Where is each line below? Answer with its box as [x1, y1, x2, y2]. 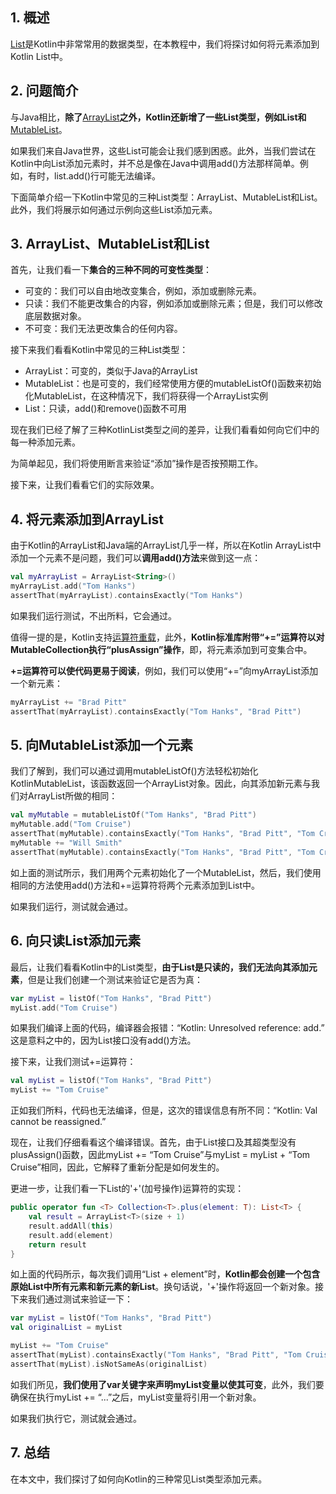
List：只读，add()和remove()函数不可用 [24, 403, 187, 415]
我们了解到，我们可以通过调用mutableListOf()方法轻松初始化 [10, 765, 259, 777]
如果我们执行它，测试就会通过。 [10, 1412, 142, 1424]
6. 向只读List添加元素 [10, 933, 142, 950]
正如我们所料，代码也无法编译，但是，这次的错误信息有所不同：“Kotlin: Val [10, 1104, 318, 1117]
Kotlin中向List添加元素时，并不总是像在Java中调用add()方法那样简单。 [10, 157, 300, 169]
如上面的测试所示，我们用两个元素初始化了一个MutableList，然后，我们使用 [10, 866, 322, 878]
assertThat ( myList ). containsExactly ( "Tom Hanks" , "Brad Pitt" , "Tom [10, 1350, 302, 1360]
